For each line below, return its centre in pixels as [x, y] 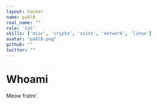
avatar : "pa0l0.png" [32, 39]
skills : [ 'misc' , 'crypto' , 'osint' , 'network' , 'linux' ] [79, 34]
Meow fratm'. [22, 96]
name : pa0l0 [21, 17]
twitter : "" [21, 50]
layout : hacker [25, 12]
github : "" [19, 45]
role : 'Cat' [21, 28]
